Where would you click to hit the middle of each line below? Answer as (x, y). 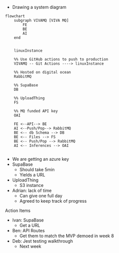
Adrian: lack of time (32, 190)
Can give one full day (41, 196)
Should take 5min (37, 169)
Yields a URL (32, 175)
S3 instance (32, 185)
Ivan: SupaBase (28, 220)
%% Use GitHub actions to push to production (61, 59)
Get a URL (30, 225)
